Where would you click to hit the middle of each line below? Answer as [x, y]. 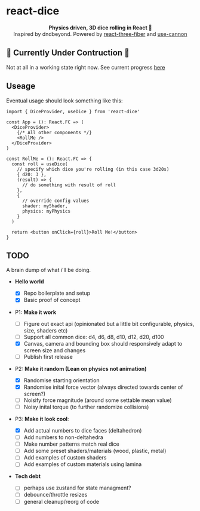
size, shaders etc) [46, 330]
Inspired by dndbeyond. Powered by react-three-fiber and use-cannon [100, 34]
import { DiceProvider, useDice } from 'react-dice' [73, 111]
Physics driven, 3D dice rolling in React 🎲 [100, 28]
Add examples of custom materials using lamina [83, 464]
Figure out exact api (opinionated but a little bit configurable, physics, [109, 323]
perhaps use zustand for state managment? [77, 488]
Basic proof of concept [52, 300]
